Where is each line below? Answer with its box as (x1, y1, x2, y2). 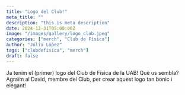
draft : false (6, 53, 39, 59)
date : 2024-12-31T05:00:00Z (6, 25, 76, 31)
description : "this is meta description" (6, 20, 110, 26)
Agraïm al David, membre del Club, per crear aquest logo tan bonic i (6, 75, 173, 83)
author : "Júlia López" (6, 42, 62, 48)
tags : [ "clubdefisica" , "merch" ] (6, 47, 89, 53)
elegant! (6, 81, 27, 89)
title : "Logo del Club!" (6, 8, 68, 15)
